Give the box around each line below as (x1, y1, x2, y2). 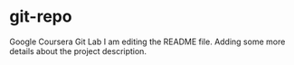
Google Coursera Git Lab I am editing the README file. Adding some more (9, 36, 286, 47)
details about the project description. (9, 45, 147, 56)
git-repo (9, 6, 72, 27)
